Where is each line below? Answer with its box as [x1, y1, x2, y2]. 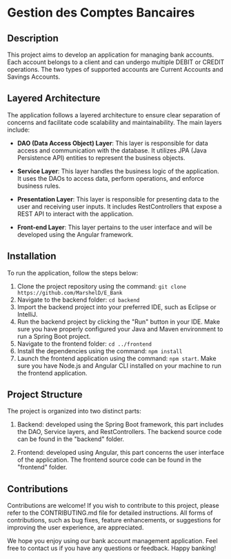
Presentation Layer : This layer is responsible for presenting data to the [17, 195, 219, 203]
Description [7, 32, 59, 44]
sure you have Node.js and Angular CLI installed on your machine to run [17, 361, 222, 370]
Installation [7, 251, 57, 262]
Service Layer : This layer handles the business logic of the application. [17, 167, 219, 175]
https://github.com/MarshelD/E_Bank [17, 289, 123, 296]
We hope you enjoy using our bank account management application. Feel [7, 537, 219, 545]
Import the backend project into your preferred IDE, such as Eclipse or [17, 302, 217, 311]
